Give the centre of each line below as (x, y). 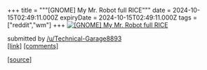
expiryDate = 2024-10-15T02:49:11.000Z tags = (129, 17)
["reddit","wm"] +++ (36, 25)
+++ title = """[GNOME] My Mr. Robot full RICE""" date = (89, 10)
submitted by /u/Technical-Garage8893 (65, 38)
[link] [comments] (33, 46)
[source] (20, 59)
